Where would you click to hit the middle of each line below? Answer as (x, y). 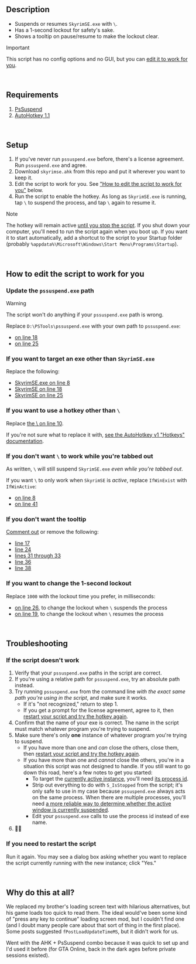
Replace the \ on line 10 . (35, 423)
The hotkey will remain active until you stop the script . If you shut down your (98, 226)
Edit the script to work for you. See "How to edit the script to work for (98, 184)
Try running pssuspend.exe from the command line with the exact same (100, 692)
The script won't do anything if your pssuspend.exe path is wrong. (85, 315)
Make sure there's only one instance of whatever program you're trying (101, 735)
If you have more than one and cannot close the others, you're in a (104, 760)
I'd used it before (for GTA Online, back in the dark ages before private (91, 949)
